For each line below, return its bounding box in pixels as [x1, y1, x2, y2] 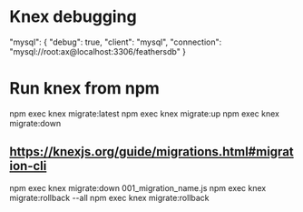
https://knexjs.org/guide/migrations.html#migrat [9, 144, 295, 160]
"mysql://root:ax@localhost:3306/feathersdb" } [9, 45, 187, 56]
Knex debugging [9, 6, 138, 27]
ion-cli [9, 158, 47, 174]
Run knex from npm [9, 78, 161, 99]
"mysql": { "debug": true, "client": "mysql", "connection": [9, 36, 222, 47]
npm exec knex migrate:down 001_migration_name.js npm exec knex [9, 182, 267, 193]
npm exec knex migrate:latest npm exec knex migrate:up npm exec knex [9, 107, 279, 119]
